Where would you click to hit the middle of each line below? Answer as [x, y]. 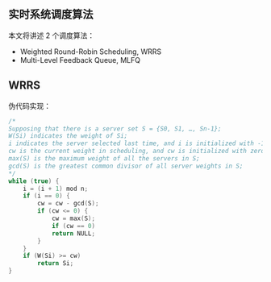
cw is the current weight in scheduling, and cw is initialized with [128, 151]
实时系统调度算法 [51, 15]
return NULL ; [73, 233]
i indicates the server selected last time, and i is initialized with [131, 143]
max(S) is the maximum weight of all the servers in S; [104, 159]
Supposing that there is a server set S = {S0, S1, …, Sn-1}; [115, 129]
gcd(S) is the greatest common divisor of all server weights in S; [126, 166]
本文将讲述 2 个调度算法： [52, 35]
